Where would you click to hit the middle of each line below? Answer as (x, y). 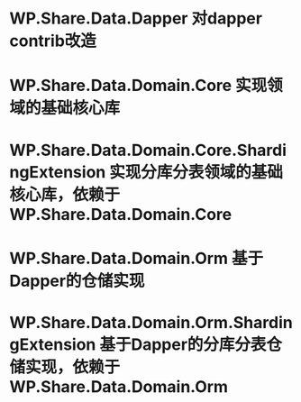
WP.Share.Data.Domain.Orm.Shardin (151, 322)
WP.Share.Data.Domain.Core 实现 (138, 86)
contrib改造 (53, 41)
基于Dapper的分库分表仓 (190, 344)
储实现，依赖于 (65, 367)
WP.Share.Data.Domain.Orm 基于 (137, 258)
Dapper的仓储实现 (77, 281)
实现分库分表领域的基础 (196, 172)
